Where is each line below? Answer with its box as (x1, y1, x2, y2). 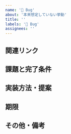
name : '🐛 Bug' (5, 7, 35, 13)
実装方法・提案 (5, 84, 52, 93)
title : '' (5, 17, 26, 22)
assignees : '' (5, 26, 35, 31)
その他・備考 (5, 121, 45, 130)
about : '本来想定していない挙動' (5, 12, 67, 17)
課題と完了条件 (5, 65, 52, 73)
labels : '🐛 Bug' (5, 21, 39, 27)
